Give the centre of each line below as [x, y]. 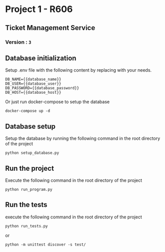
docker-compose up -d [28, 111]
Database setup [30, 126]
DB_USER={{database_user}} [33, 84]
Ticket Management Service [50, 28]
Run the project [29, 168]
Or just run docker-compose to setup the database [57, 102]
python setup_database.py [32, 153]
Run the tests [26, 205]
